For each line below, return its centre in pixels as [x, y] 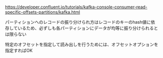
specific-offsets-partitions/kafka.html [43, 12]
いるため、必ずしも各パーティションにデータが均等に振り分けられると [88, 28]
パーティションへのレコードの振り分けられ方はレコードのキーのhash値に [78, 22]
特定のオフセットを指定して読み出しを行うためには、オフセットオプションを [82, 44]
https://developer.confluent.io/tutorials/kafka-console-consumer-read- [76, 7]
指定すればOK [19, 51]
